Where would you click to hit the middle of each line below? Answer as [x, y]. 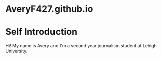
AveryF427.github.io [49, 9]
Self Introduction [41, 32]
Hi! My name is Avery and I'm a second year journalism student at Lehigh [81, 46]
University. [16, 51]
